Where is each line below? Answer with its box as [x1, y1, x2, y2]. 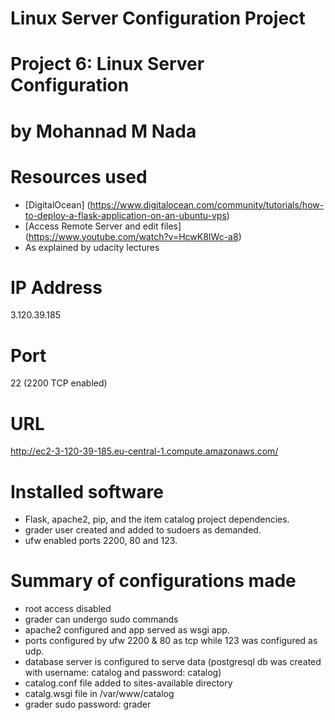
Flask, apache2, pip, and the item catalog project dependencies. [24, 513, 290, 526]
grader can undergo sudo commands [24, 613, 179, 626]
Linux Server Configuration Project [10, 7, 306, 30]
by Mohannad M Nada [10, 120, 197, 142]
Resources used [10, 165, 148, 188]
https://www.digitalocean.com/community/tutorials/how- [89, 198, 325, 211]
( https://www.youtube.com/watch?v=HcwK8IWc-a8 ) [24, 230, 242, 242]
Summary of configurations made [10, 570, 297, 592]
